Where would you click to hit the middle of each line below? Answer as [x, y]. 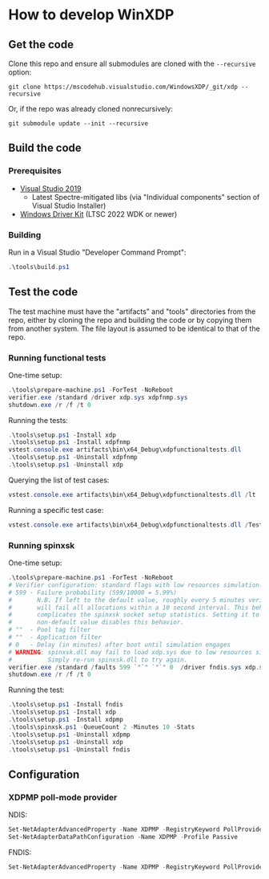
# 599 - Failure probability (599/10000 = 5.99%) [93, 592]
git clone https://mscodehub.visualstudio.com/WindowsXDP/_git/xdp [123, 87]
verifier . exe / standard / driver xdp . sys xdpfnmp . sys [98, 397]
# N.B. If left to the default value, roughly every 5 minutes [127, 600]
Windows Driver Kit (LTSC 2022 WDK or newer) [98, 214]
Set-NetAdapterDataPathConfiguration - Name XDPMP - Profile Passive [123, 836]
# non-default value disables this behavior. [96, 623]
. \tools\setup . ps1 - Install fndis [66, 705]
